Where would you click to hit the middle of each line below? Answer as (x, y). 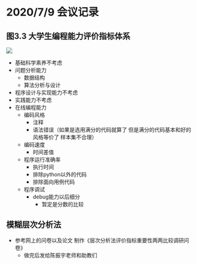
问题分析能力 (30, 70)
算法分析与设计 (42, 85)
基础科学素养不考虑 (39, 63)
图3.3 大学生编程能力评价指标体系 (68, 36)
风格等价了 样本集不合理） (65, 137)
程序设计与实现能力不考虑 (46, 92)
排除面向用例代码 (54, 182)
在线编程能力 (30, 107)
